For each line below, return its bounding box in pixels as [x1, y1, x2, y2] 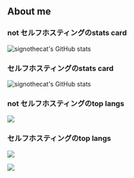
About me [7, 6, 51, 18]
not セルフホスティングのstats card [7, 28, 128, 38]
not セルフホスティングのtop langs [7, 98, 125, 108]
